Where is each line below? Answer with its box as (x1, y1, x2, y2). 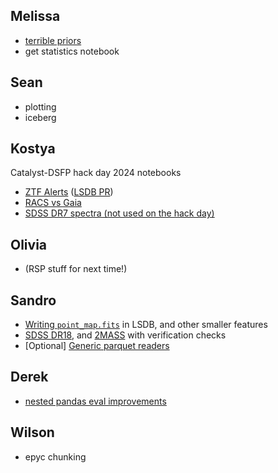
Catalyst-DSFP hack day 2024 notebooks (10, 167, 182, 179)
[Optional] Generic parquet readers (24, 340, 170, 352)
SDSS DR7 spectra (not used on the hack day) (24, 207, 215, 219)
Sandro (10, 292, 57, 309)
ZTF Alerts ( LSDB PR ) (24, 186, 114, 198)
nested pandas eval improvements (24, 395, 167, 407)
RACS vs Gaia (24, 197, 82, 209)
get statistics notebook (24, 45, 120, 57)
